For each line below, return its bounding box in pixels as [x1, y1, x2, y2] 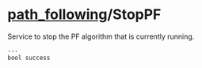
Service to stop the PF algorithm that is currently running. [7, 32, 195, 41]
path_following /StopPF [7, 6, 162, 24]
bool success [7, 54, 51, 62]
